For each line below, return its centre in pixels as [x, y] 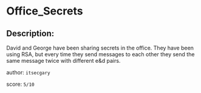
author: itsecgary [28, 72]
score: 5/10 [20, 84]
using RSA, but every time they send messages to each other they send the [101, 54]
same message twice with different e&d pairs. [63, 61]
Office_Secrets [45, 11]
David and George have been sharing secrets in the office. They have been [100, 48]
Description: [30, 34]
